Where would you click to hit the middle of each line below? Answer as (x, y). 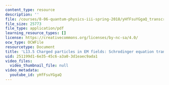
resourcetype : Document (30, 47)
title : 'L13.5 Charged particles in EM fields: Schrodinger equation (80, 51)
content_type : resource (30, 10)
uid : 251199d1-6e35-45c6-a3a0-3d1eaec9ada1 (52, 56)
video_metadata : (22, 70)
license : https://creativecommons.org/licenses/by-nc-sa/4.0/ (72, 38)
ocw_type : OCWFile (24, 42)
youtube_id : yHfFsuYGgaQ (36, 75)
